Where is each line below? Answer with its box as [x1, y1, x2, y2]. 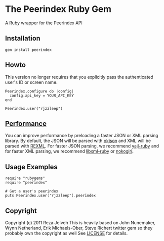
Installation [5, 34, 41, 43]
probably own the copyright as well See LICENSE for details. [5, 230, 128, 236]
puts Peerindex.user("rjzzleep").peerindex [5, 193, 96, 198]
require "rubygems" [5, 176, 45, 181]
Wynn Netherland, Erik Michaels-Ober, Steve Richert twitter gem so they [5, 225, 153, 231]
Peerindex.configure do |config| [5, 89, 74, 94]
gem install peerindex [5, 47, 52, 52]
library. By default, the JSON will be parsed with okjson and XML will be [5, 138, 151, 144]
